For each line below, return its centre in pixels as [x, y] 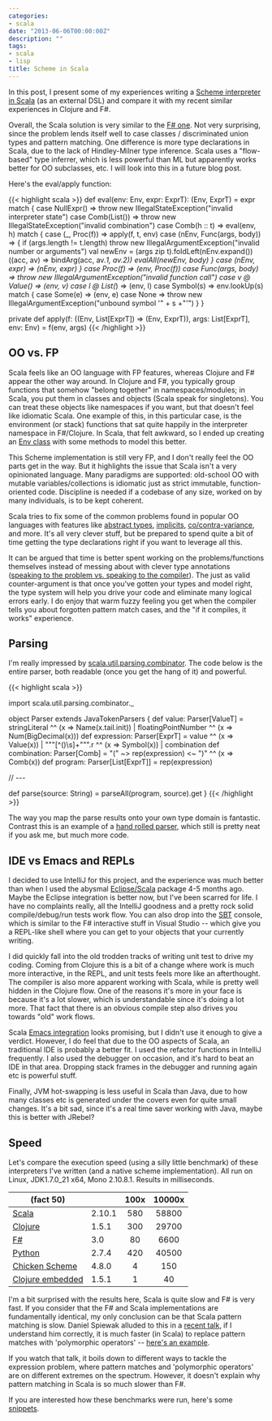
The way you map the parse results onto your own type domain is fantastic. [135, 818]
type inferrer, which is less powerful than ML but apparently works [146, 159]
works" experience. [41, 618]
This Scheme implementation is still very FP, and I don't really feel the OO [131, 457]
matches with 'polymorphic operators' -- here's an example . [109, 1342]
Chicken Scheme [45, 1266]
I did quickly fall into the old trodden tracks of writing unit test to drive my [131, 957]
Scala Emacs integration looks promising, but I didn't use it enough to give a [135, 1033]
